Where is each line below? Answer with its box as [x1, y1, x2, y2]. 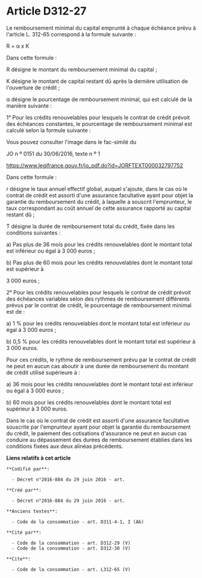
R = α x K [6, 42, 30, 50]
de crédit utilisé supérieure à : [6, 369, 80, 376]
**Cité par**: [6, 529, 42, 536]
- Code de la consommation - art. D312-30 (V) [11, 545, 131, 551]
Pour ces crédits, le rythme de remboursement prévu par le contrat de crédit [6, 356, 197, 363]
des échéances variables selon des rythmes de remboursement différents [6, 295, 190, 302]
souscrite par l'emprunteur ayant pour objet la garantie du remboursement [6, 423, 191, 430]
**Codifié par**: [6, 466, 50, 472]
